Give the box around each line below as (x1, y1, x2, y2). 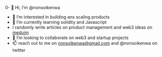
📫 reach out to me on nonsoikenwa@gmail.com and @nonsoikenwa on (12, 40, 158, 46)
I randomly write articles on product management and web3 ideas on (12, 24, 153, 30)
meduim (12, 30, 29, 35)
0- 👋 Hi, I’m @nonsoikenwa (5, 5, 61, 10)
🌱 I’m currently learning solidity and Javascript (12, 19, 107, 25)
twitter (12, 47, 26, 53)
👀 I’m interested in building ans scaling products (12, 14, 110, 19)
